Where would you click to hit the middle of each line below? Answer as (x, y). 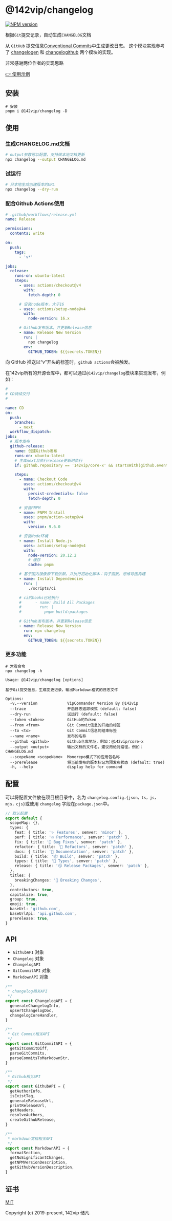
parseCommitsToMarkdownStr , (40, 1058)
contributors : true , (32, 890)
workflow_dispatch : (31, 432)
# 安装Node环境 (34, 536)
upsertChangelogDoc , (32, 1010)
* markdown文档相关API (30, 1139)
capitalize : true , (30, 895)
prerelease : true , (30, 918)
